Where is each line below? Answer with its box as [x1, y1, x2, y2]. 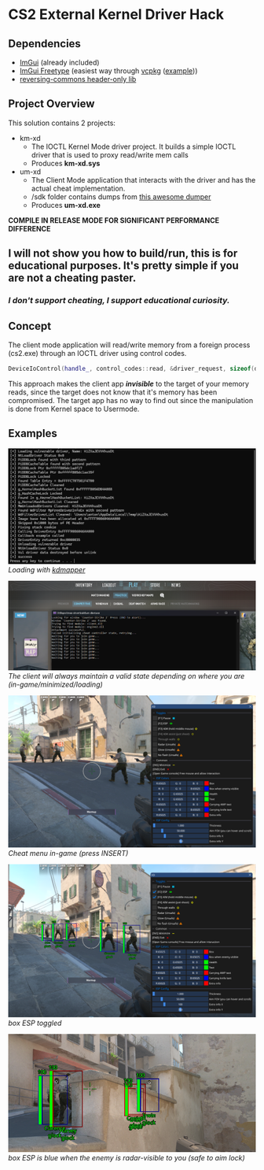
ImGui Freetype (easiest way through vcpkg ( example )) [19, 66, 198, 76]
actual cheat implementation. [31, 183, 126, 193]
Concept [8, 319, 52, 332]
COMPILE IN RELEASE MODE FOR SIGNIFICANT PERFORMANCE [8, 215, 220, 225]
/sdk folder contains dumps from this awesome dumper [31, 191, 211, 202]
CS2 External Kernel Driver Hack [8, 6, 225, 24]
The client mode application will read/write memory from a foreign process [8, 340, 251, 350]
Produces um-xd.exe [31, 200, 101, 209]
